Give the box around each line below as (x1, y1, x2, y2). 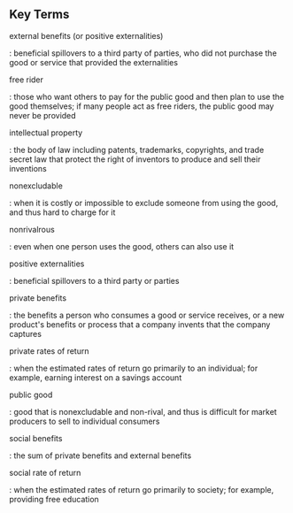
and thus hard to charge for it (9, 207, 116, 218)
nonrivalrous (9, 224, 55, 234)
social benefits (9, 433, 63, 443)
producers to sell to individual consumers (9, 416, 160, 426)
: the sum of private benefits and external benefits (9, 450, 192, 461)
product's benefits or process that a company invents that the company (9, 318, 271, 330)
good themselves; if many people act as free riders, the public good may (9, 101, 274, 111)
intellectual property (9, 127, 83, 138)
